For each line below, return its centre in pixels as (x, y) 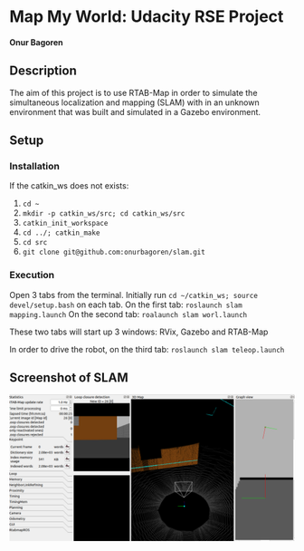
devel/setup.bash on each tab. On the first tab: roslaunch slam (126, 304)
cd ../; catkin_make (61, 233)
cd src (35, 243)
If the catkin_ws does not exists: (69, 186)
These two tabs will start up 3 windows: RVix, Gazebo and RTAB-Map (139, 332)
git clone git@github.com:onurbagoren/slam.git (114, 252)
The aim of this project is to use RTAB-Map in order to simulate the (133, 92)
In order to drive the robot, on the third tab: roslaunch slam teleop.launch (147, 349)
